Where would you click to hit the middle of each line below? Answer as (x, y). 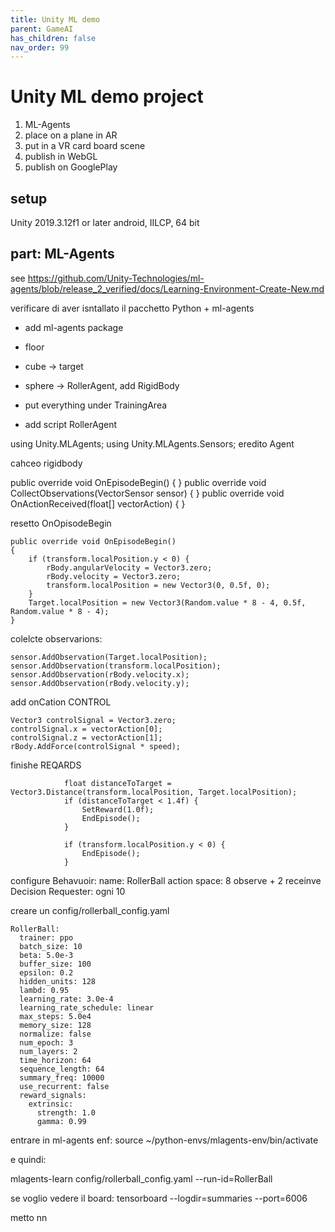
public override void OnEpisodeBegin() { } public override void (138, 482)
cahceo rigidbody (46, 463)
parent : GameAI (42, 29)
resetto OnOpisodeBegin (61, 523)
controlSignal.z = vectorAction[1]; (86, 737)
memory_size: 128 (55, 1025)
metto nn (29, 1217)
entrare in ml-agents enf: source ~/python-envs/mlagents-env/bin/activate (164, 1140)
